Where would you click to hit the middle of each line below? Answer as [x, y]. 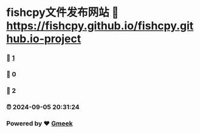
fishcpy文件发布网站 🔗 [63, 13]
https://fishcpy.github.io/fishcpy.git [100, 26]
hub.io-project [44, 39]
